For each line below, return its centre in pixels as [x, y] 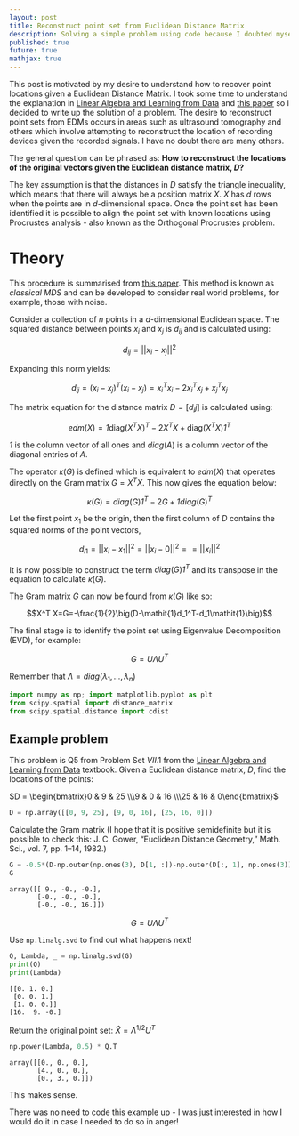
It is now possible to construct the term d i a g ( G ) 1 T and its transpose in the [144, 568]
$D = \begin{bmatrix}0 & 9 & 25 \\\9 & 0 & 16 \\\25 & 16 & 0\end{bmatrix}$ [144, 796]
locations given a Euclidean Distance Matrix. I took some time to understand [149, 93]
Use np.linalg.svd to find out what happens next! [101, 940]
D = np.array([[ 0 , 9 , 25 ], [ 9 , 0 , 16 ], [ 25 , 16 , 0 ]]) [111, 813]
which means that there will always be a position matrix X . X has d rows [140, 194]
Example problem [59, 739]
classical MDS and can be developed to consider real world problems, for [144, 292]
